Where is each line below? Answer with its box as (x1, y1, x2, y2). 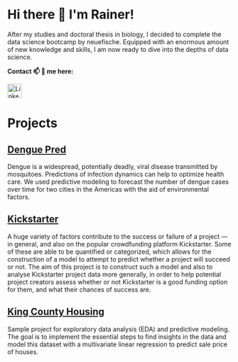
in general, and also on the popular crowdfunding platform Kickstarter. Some (7, 239, 232, 248)
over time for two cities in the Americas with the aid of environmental (7, 185, 210, 193)
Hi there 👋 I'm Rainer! (7, 6, 135, 23)
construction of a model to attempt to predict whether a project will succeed (7, 254, 231, 263)
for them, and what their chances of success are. (7, 285, 151, 294)
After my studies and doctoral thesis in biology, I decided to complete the (7, 30, 222, 38)
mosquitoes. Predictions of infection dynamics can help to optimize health (7, 170, 225, 178)
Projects (7, 115, 58, 131)
